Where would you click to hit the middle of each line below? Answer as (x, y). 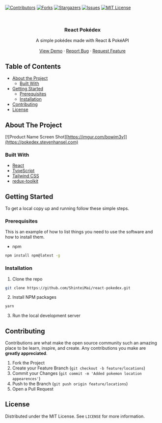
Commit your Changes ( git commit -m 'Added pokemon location (77, 373)
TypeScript (23, 171)
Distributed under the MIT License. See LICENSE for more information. (75, 416)
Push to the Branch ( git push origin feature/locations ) (70, 384)
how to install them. (25, 237)
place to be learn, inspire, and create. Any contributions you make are (76, 348)
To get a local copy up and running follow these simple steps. (67, 208)
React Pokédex (82, 29)
